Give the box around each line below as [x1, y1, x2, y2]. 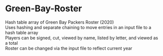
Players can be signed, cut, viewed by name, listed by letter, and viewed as [5, 35, 159, 41]
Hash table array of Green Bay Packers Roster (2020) [5, 19, 114, 25]
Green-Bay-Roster [5, 3, 82, 14]
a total [5, 40, 18, 46]
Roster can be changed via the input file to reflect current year [5, 45, 133, 51]
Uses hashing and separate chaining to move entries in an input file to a [5, 24, 152, 30]
